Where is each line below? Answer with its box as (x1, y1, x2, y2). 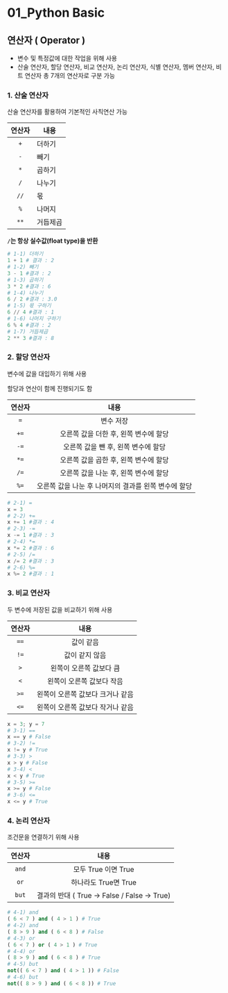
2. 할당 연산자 (7, 353, 51, 362)
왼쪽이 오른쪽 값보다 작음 (47, 676, 123, 686)
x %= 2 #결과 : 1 (7, 570, 54, 578)
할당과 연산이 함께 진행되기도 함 (7, 384, 93, 392)
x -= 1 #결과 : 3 (7, 532, 54, 539)
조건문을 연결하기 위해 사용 (7, 833, 80, 841)
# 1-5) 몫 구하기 (7, 302, 52, 309)
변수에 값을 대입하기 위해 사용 (7, 369, 87, 378)
